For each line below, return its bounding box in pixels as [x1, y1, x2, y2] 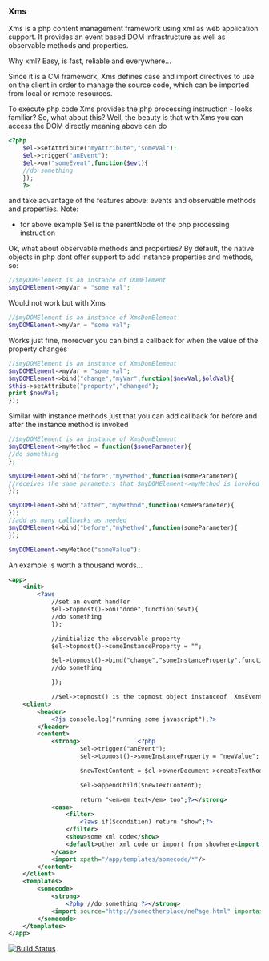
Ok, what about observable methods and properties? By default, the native [8, 244, 255, 254]
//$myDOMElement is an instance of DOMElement [8, 276, 167, 285]
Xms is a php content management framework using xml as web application [8, 24, 259, 34]
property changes [8, 344, 68, 354]
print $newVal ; [8, 390, 59, 398]
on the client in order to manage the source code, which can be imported [8, 80, 250, 90]
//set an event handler [50, 598, 130, 606]
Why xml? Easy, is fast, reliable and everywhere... [8, 56, 172, 66]
